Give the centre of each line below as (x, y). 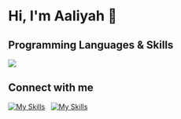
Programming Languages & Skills (91, 45)
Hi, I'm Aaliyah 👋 (63, 16)
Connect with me (51, 88)
